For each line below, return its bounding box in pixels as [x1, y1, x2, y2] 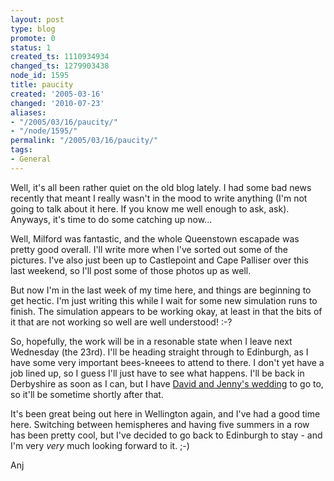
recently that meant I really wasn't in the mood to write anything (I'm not [10, 192, 308, 204]
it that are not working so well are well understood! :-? [10, 316, 233, 328]
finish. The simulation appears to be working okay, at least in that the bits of [10, 305, 323, 317]
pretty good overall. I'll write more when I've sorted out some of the [10, 243, 288, 255]
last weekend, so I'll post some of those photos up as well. [10, 264, 252, 276]
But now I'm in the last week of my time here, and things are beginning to [10, 284, 312, 296]
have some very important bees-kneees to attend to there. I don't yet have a [10, 356, 325, 368]
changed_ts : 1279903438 [10, 61, 110, 71]
